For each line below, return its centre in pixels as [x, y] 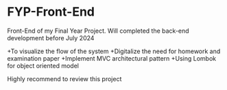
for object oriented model [43, 65]
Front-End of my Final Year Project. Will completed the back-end [98, 31]
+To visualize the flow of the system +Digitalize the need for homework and [114, 51]
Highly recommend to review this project [64, 78]
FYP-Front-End [51, 12]
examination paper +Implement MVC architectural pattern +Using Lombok [112, 58]
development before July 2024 [51, 37]
